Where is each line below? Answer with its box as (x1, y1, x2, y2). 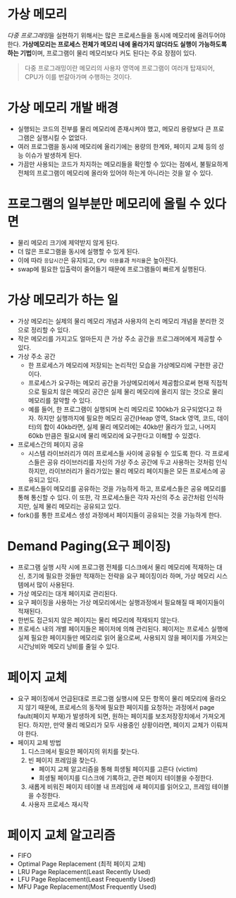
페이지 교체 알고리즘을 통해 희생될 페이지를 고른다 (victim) (38, 765, 199, 773)
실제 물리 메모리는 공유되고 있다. (32, 502, 121, 510)
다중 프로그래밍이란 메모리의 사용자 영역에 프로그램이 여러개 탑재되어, (24, 63, 215, 72)
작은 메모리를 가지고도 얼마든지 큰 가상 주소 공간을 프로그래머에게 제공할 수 (17, 334, 223, 343)
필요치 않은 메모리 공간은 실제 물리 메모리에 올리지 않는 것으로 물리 (41, 387, 224, 396)
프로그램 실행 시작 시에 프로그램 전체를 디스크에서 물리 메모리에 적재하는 (17, 562, 216, 571)
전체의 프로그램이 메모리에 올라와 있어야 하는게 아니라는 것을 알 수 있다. (17, 169, 213, 177)
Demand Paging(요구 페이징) (7, 538, 171, 554)
